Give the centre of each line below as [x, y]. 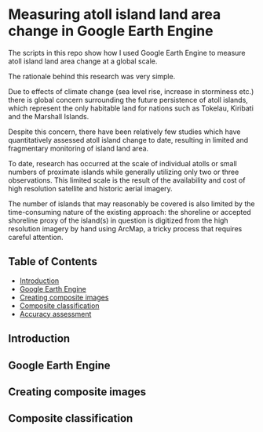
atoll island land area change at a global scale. [83, 61]
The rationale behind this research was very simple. [92, 76]
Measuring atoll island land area [115, 15]
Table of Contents [53, 261]
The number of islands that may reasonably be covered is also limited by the [131, 203]
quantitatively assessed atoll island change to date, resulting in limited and [128, 140]
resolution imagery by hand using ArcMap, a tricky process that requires [125, 228]
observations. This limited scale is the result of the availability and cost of [127, 180]
